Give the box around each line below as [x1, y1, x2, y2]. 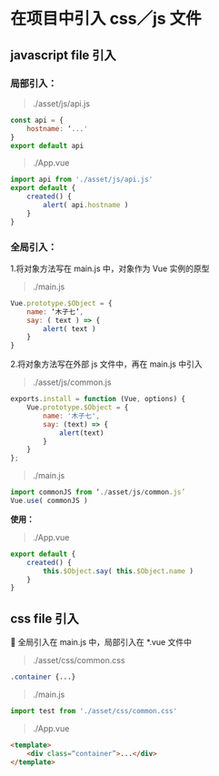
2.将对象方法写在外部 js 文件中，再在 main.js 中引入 [10, 358, 203, 369]
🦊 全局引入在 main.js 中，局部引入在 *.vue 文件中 [10, 637, 192, 648]
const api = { [10, 116, 65, 125]
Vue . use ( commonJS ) [10, 497, 89, 506]
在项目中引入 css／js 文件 [10, 8, 203, 29]
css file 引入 [10, 610, 80, 626]
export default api [10, 141, 85, 150]
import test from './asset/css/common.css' [10, 706, 178, 715]
